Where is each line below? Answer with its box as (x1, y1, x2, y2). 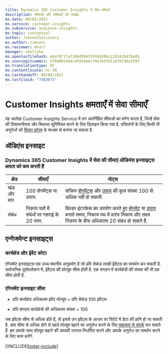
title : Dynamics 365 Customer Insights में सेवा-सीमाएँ (5, 7, 110, 13)
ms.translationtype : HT (5, 63, 55, 68)
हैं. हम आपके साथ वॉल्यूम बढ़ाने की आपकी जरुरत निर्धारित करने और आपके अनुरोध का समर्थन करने (5, 327, 160, 333)
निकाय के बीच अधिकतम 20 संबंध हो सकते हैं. (64, 217, 147, 224)
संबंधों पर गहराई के (25, 211, 59, 218)
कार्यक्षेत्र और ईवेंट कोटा (5, 249, 47, 256)
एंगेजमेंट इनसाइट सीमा (5, 285, 45, 292)
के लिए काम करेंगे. (5, 333, 33, 339)
